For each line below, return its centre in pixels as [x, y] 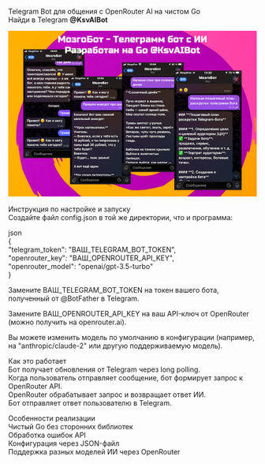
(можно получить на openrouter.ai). [67, 322]
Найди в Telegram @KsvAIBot [58, 20]
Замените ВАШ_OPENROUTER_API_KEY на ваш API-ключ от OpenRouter [129, 314]
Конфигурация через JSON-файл [64, 443]
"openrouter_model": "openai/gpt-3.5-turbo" [81, 267]
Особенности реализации [52, 418]
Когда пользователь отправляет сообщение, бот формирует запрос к [125, 378]
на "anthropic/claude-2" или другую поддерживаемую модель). [116, 346]
